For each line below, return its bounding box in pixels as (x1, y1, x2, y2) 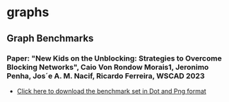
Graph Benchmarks (6, 32, 94, 44)
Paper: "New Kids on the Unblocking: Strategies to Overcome (6, 53, 222, 63)
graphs (6, 4, 49, 20)
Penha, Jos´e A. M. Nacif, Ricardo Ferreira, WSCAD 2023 (6, 71, 205, 81)
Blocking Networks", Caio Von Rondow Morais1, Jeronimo (6, 62, 209, 72)
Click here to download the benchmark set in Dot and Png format (16, 87, 206, 95)
